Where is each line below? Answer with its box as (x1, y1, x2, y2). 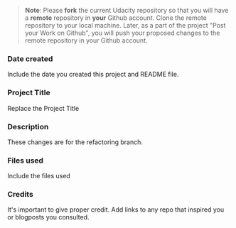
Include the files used (7, 172, 71, 180)
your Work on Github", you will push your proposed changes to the (24, 28, 220, 37)
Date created (7, 53, 53, 63)
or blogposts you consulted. (7, 213, 90, 222)
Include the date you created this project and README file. (7, 70, 179, 79)
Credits (7, 190, 33, 200)
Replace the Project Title (7, 104, 80, 112)
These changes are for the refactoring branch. (7, 138, 144, 146)
